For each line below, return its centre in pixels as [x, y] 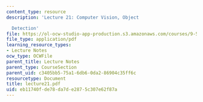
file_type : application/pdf [42, 40]
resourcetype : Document [36, 79]
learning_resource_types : [39, 45]
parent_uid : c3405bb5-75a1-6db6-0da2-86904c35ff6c [71, 73]
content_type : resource [36, 12]
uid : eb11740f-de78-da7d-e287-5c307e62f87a [62, 90]
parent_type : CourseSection [42, 67]
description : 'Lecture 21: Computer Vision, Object [72, 17]
